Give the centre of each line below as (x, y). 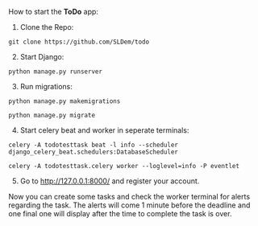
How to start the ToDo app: (54, 12)
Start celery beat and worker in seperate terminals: (104, 130)
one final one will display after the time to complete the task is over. (120, 214)
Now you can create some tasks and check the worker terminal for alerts (129, 197)
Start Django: (42, 57)
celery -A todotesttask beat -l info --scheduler (94, 145)
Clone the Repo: (47, 27)
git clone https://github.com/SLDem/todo (79, 42)
